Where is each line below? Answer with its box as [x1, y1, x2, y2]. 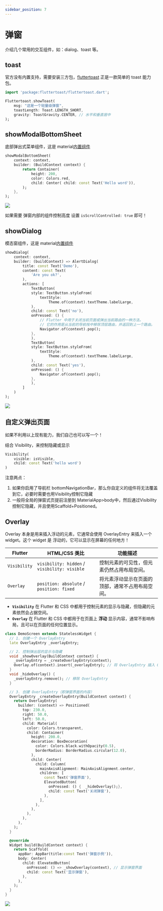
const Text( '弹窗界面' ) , [44, 775, 91, 780]
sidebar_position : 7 [5, 7, 47, 12]
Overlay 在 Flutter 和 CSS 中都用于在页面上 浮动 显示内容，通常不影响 [12, 616, 151, 621]
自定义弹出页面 [5, 418, 50, 426]
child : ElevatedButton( [22, 861, 70, 865]
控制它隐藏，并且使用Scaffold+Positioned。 [12, 503, 100, 509]
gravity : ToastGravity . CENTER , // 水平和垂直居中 [14, 112, 111, 117]
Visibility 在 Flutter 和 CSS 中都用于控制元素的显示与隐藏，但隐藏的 [12, 603, 151, 609]
